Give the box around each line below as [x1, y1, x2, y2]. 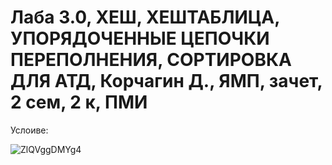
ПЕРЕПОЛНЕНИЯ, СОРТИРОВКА [10, 49, 292, 71]
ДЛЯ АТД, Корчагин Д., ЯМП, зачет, [10, 70, 323, 93]
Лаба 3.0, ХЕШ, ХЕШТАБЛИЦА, [10, 6, 280, 29]
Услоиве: [10, 124, 49, 136]
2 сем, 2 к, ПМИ [10, 91, 148, 114]
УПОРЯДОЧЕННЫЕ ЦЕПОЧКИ [10, 27, 270, 50]
